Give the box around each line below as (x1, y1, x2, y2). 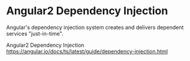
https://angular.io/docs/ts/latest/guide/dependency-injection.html (6, 47, 168, 54)
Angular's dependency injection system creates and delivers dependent (6, 24, 184, 31)
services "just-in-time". (6, 30, 64, 37)
